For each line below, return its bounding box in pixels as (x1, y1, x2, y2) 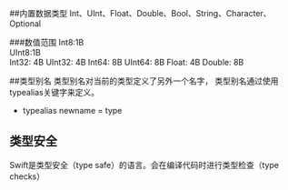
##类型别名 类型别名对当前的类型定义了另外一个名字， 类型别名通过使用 (9, 75, 279, 86)
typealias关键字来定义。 (9, 87, 100, 97)
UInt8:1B (9, 47, 41, 57)
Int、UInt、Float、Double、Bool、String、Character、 (69, 8, 272, 18)
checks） (9, 171, 45, 182)
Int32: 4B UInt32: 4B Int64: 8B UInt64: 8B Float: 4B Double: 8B (9, 57, 244, 67)
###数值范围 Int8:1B (9, 37, 84, 47)
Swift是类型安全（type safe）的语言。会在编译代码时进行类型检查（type (9, 159, 280, 170)
